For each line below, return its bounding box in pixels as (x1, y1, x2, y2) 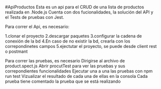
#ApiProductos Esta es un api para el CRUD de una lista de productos (5, 4, 145, 10)
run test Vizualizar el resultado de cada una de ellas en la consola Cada (5, 74, 148, 79)
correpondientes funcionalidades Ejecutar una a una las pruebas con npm (5, 68, 153, 74)
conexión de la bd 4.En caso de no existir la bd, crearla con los (5, 38, 130, 44)
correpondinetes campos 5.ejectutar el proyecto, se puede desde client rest (5, 44, 157, 49)
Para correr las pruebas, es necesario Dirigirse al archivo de (5, 58, 125, 63)
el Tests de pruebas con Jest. (5, 15, 64, 20)
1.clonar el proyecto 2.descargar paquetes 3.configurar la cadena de (5, 33, 142, 39)
